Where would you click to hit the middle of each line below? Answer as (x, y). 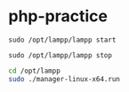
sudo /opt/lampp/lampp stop (60, 55)
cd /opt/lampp (35, 71)
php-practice (58, 16)
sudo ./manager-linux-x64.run (64, 79)
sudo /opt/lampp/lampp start (62, 40)
